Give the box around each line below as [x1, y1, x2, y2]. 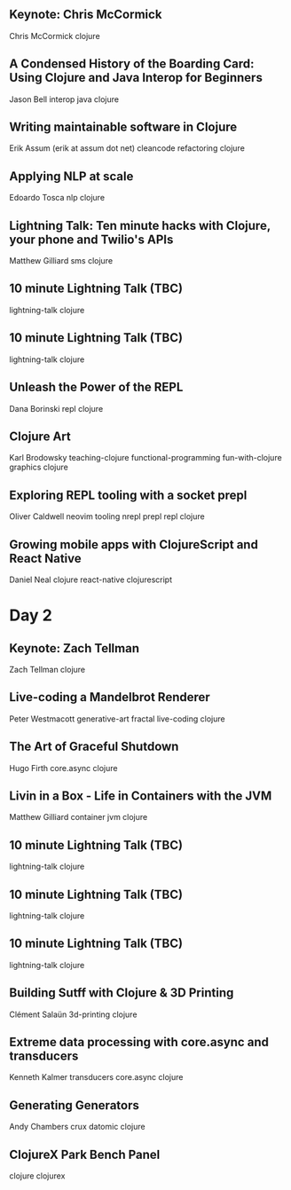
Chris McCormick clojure [9, 30, 100, 41]
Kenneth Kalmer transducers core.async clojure [9, 1072, 184, 1083]
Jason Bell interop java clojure [9, 93, 120, 105]
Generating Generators [9, 1098, 139, 1113]
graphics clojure [9, 461, 68, 473]
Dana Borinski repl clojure [9, 403, 104, 414]
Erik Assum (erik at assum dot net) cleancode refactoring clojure [9, 143, 246, 154]
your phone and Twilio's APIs [9, 232, 174, 247]
